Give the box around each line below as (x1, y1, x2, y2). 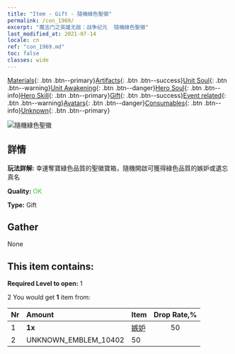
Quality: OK (7, 187, 42, 195)
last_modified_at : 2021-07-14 (7, 30, 97, 38)
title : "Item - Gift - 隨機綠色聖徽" (7, 10, 113, 18)
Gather (7, 221, 39, 233)
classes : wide (7, 57, 50, 64)
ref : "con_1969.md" (7, 43, 65, 50)
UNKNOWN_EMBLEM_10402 (25, 335, 125, 345)
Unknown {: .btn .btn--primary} (21, 106, 110, 114)
